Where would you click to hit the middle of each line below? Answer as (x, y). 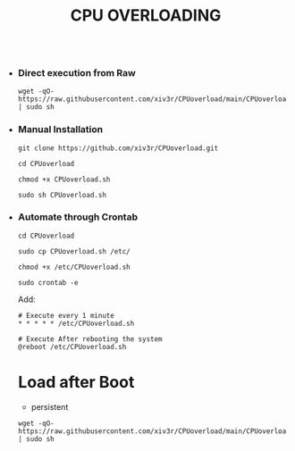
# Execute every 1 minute (66, 315)
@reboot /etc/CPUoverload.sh (72, 347)
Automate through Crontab (78, 217)
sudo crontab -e (48, 282)
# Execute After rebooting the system (90, 339)
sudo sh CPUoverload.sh (62, 195)
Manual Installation (60, 129)
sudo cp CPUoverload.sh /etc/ (74, 251)
